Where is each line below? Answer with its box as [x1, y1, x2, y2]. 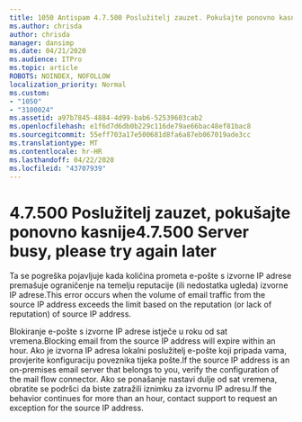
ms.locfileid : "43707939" [9, 164, 106, 173]
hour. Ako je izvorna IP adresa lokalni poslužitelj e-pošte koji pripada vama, [9, 346, 288, 356]
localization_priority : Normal [9, 80, 127, 89]
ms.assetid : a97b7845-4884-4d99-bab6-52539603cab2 [9, 113, 203, 122]
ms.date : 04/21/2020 [9, 47, 87, 56]
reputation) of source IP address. [9, 309, 132, 319]
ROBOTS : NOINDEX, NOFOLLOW [9, 72, 111, 81]
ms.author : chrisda [9, 22, 83, 31]
